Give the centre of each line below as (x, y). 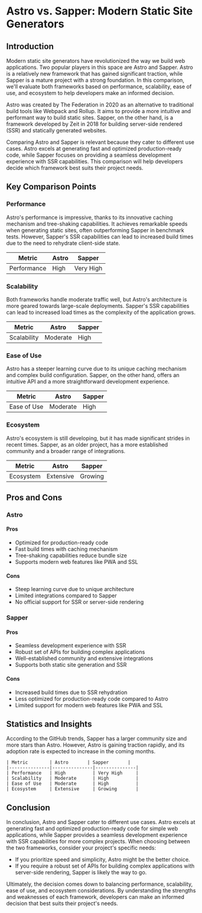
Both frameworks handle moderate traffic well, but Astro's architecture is (97, 299)
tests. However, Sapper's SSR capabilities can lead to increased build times (100, 237)
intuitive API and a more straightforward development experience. (88, 382)
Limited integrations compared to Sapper (66, 596)
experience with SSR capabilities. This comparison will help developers (95, 161)
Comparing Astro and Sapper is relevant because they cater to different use (100, 142)
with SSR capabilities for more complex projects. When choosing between (98, 842)
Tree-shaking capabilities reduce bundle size (71, 555)
